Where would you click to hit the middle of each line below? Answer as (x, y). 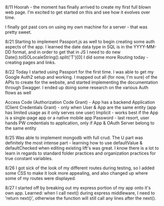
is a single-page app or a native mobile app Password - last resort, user (77, 118)
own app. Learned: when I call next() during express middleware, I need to (80, 193)
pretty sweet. (18, 32)
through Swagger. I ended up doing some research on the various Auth (77, 87)
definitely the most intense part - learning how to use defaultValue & (74, 143)
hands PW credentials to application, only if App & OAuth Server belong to (80, 123)
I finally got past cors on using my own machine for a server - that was (76, 27)
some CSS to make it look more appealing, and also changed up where (77, 173)
